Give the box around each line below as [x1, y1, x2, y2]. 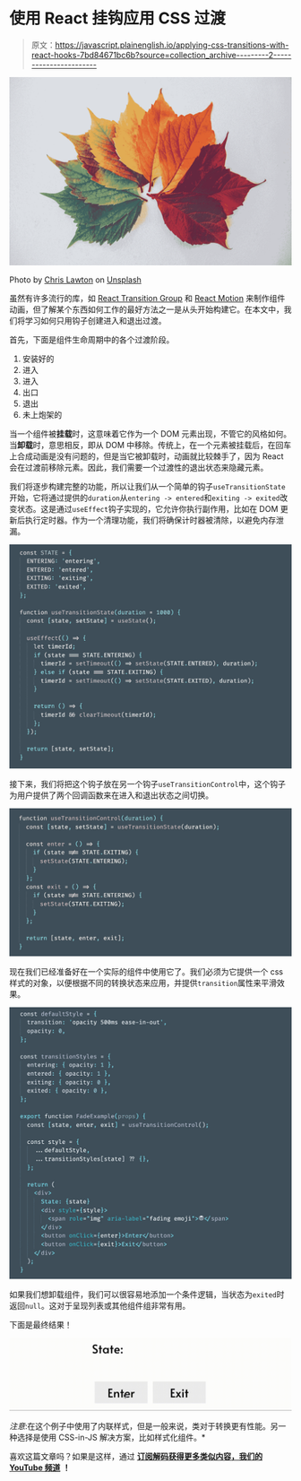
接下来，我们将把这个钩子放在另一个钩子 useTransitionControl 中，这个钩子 [9, 778, 287, 789]
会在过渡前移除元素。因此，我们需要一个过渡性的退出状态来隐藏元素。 [9, 462, 269, 472]
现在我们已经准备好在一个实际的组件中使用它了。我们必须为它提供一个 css [9, 966, 284, 977]
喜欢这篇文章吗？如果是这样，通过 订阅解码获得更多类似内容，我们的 [9, 1451, 262, 1461]
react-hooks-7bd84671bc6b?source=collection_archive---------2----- [30, 49, 292, 60]
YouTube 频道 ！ [9, 1462, 71, 1473]
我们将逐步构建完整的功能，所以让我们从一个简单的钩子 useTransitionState [9, 481, 286, 491]
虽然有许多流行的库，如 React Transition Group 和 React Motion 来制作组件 [9, 292, 286, 303]
